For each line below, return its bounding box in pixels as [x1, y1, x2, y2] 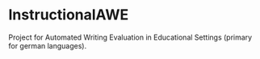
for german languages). [8, 40, 87, 50]
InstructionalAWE [8, 6, 129, 24]
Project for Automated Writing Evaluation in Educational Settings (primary [8, 32, 253, 42]
